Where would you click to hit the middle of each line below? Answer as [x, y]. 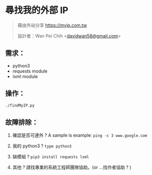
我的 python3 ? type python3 [42, 146]
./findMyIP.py [20, 105]
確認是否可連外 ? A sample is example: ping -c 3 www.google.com [80, 135]
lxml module [25, 76]
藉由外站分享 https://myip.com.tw [52, 25]
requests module [30, 71]
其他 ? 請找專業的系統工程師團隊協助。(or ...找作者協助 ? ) [72, 167]
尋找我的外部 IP [37, 10]
